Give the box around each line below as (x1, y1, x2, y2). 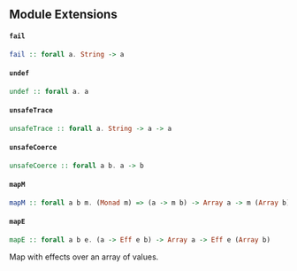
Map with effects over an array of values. (9, 252, 159, 262)
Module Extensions (9, 7, 118, 22)
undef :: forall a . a (9, 87, 89, 96)
